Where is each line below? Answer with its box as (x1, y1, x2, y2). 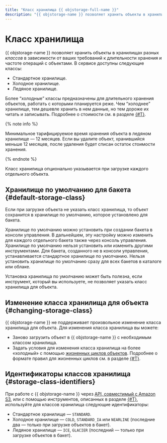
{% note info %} (5, 121, 38, 127)
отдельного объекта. (5, 171, 50, 177)
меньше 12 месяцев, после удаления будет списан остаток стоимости (5, 141, 155, 147)
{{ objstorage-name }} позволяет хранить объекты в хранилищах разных (5, 50, 159, 56)
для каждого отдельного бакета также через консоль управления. (5, 237, 148, 243)
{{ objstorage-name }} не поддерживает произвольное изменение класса (5, 320, 162, 326)
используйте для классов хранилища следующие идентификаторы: (5, 401, 149, 407)
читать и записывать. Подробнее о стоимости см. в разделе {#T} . (5, 111, 146, 117)
